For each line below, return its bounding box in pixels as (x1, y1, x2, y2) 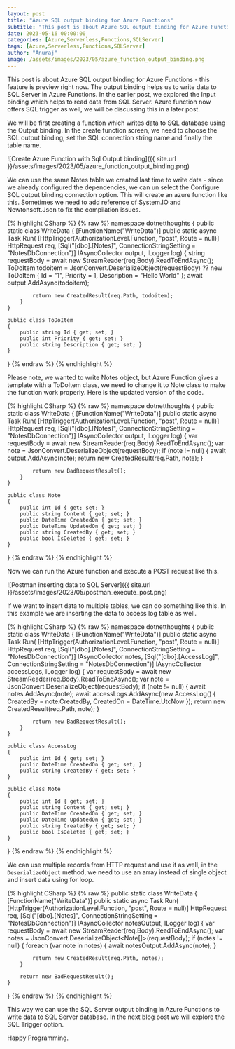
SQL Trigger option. (7, 1020, 64, 1028)
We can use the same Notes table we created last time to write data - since (7, 175, 224, 184)
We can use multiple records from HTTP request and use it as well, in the (7, 860, 218, 869)
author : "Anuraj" (7, 50, 58, 57)
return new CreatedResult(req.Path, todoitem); (32, 292, 173, 299)
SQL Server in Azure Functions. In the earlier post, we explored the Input (7, 90, 216, 98)
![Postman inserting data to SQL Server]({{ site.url (7, 580, 151, 589)
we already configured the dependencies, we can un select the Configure (7, 183, 220, 191)
